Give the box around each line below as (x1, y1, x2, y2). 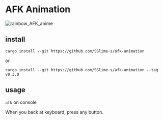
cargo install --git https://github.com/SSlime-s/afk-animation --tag (5, 67, 158, 72)
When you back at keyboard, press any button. (5, 109, 103, 115)
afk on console (5, 99, 37, 105)
